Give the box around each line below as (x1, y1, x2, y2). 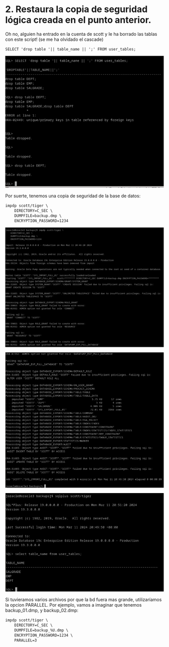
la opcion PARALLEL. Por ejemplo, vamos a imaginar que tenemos (5, 602, 142, 608)
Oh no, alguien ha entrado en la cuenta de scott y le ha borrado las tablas (5, 31, 157, 37)
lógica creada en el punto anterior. (5, 14, 152, 26)
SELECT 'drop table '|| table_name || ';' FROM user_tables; (5, 46, 136, 51)
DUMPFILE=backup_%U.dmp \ (14, 628, 69, 633)
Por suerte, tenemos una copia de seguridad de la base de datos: (5, 193, 141, 199)
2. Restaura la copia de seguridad (5, 4, 148, 15)
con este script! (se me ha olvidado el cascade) (5, 36, 104, 42)
